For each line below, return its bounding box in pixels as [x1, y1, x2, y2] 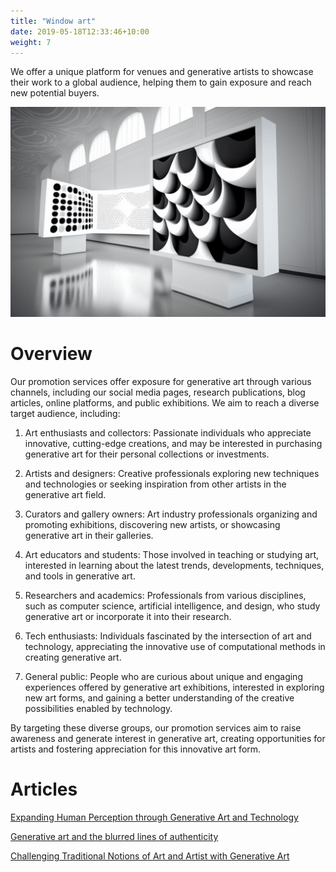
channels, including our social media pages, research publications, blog [10, 386, 306, 398]
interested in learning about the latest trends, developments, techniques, [24, 559, 325, 571]
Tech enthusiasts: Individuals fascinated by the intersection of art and [24, 630, 312, 642]
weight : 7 [10, 37, 52, 47]
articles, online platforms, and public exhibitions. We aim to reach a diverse [10, 396, 320, 409]
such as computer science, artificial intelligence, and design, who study [24, 600, 321, 612]
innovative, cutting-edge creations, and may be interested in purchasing [24, 437, 323, 449]
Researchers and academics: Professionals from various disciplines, [24, 589, 307, 601]
